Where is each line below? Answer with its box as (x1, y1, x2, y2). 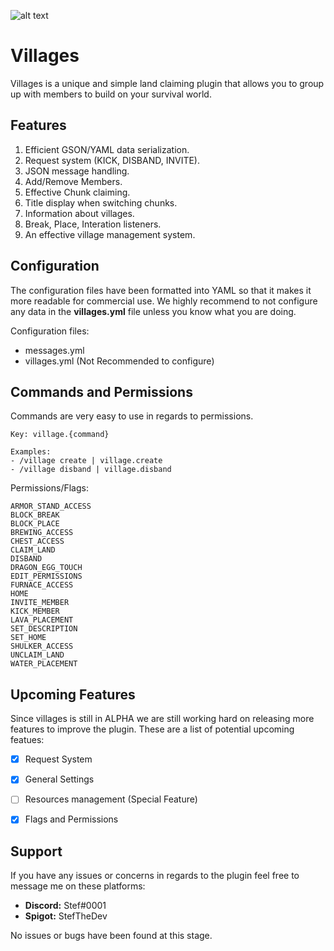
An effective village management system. (24, 228, 196, 240)
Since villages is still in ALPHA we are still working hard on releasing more (10, 713, 315, 725)
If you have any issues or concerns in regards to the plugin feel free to (10, 870, 300, 882)
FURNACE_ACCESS (10, 580, 74, 590)
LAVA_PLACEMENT (10, 615, 74, 625)
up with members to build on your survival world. (10, 88, 212, 100)
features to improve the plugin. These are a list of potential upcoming (10, 723, 295, 735)
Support (10, 843, 63, 860)
